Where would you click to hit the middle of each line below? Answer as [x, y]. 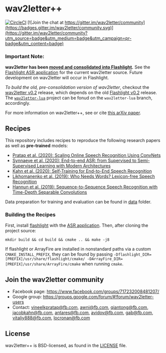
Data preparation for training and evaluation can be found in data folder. [79, 202]
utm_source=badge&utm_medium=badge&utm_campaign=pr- [68, 38]
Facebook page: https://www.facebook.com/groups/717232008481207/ [86, 291]
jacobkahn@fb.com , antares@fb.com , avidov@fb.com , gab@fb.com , [83, 313]
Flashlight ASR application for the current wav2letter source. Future [74, 72]
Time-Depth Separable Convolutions [50, 192]
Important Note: [25, 56]
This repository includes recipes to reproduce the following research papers [83, 141]
